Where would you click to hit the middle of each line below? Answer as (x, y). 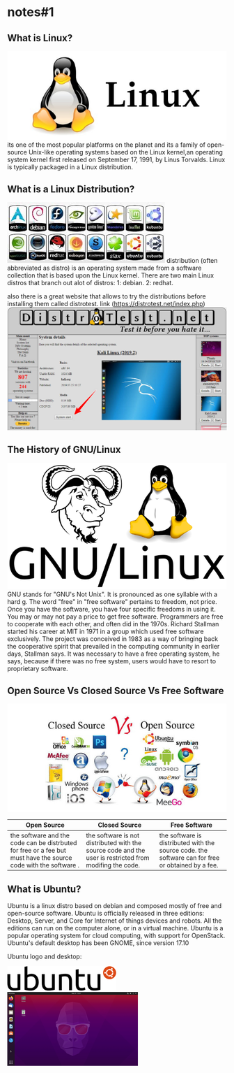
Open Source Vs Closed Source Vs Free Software (116, 690)
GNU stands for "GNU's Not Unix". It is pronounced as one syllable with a (112, 594)
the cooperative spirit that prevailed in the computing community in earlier (114, 647)
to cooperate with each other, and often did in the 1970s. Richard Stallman (113, 624)
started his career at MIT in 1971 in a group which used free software (106, 632)
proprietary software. (38, 669)
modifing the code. (113, 865)
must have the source (41, 858)
